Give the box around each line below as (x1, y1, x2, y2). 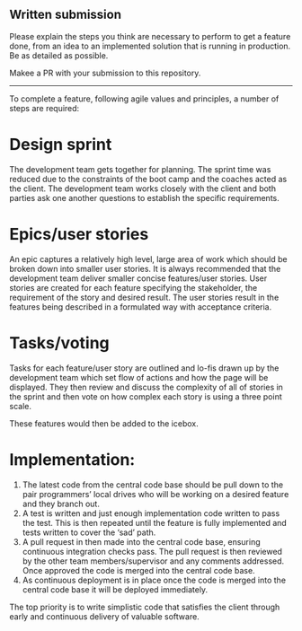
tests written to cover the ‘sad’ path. (22, 527, 156, 538)
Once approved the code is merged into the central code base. (22, 565, 255, 575)
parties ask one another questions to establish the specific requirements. (9, 192, 280, 203)
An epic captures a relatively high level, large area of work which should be (9, 253, 288, 264)
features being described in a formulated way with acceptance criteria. (9, 301, 272, 312)
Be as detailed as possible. (9, 49, 109, 61)
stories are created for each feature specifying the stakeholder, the (9, 282, 258, 293)
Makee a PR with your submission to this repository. (9, 67, 201, 78)
